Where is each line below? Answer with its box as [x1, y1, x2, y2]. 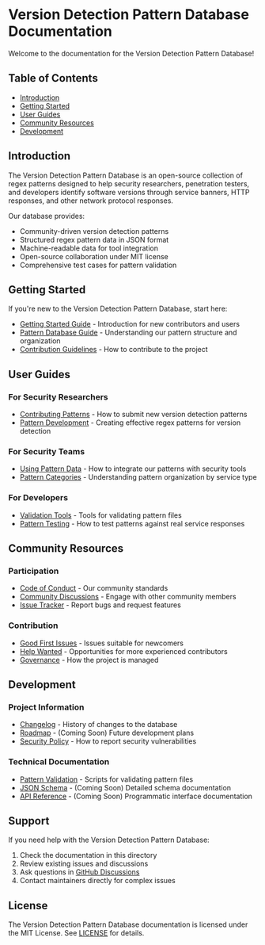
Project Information [8, 702, 85, 713]
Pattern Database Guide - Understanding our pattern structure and [19, 327, 237, 338]
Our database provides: [8, 211, 85, 220]
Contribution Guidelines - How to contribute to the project [19, 345, 208, 354]
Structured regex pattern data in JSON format [19, 235, 169, 244]
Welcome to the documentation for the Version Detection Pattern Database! [8, 48, 255, 58]
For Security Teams [8, 446, 85, 457]
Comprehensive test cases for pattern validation [19, 260, 177, 270]
